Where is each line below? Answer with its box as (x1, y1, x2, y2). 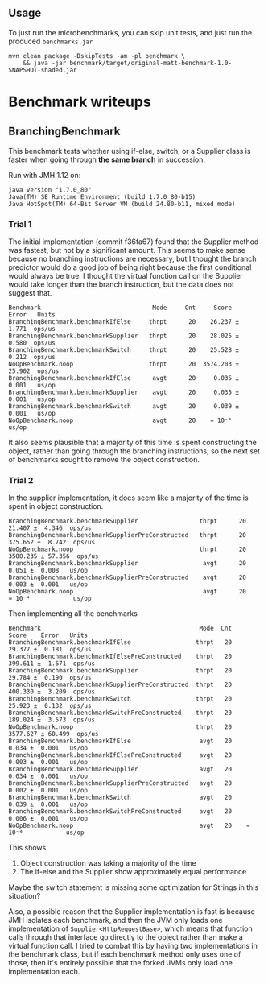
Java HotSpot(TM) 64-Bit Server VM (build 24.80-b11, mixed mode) (8, 200, 236, 208)
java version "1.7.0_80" (8, 185, 92, 194)
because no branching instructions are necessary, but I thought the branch (8, 254, 257, 264)
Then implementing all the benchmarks (8, 609, 138, 618)
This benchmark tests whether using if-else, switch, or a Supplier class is (8, 146, 251, 155)
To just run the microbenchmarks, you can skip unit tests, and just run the (8, 27, 253, 37)
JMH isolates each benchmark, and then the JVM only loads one (8, 916, 223, 925)
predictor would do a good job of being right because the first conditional (8, 263, 252, 272)
